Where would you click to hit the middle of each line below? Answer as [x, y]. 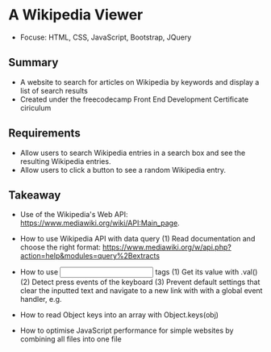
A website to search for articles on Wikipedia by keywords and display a [140, 82]
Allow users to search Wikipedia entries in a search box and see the [133, 153]
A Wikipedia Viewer [76, 15]
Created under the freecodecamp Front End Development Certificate [134, 99]
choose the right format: [60, 247]
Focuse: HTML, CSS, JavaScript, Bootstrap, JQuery [106, 37]
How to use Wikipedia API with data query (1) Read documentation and [138, 239]
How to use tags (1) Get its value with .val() [139, 272]
